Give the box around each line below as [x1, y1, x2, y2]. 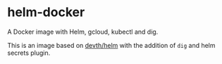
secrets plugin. [7, 49, 51, 57]
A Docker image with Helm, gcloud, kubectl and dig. [7, 27, 159, 36]
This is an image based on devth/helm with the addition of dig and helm [7, 41, 216, 49]
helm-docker [7, 4, 85, 20]
